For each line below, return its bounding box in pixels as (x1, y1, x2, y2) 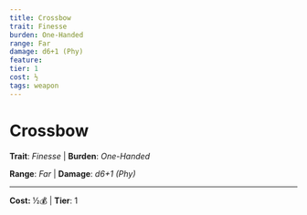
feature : (9, 56, 43, 65)
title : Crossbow (9, 13, 71, 23)
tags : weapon (9, 81, 59, 90)
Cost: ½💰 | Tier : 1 (9, 195, 79, 206)
